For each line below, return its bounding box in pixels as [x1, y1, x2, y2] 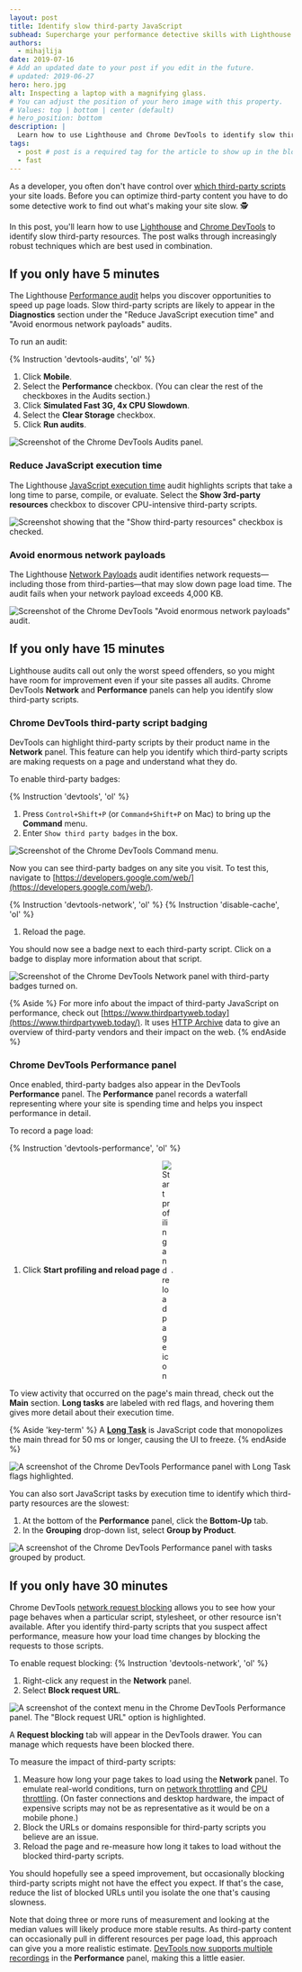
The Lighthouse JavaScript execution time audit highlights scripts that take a [9, 480, 293, 491]
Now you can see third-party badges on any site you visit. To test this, [9, 863, 270, 874]
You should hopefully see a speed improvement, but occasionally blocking [9, 1868, 285, 1879]
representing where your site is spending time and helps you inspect [9, 1098, 263, 1109]
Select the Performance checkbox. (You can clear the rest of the [22, 381, 263, 392]
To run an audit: [9, 336, 67, 347]
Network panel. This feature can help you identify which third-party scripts [9, 747, 289, 757]
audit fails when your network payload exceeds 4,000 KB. [9, 588, 224, 599]
